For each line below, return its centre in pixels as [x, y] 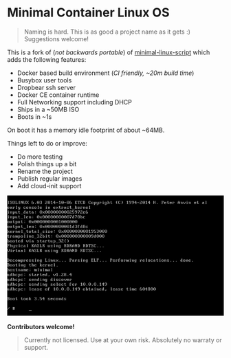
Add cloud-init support [49, 186]
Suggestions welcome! [56, 38]
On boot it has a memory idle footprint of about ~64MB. [86, 130]
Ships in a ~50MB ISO [48, 109]
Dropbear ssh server [46, 87]
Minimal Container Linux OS [88, 13]
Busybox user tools [44, 80]
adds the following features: [47, 59]
